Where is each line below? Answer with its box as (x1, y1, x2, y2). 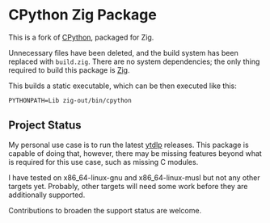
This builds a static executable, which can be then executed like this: (8, 81, 237, 90)
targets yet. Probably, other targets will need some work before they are (8, 181, 248, 191)
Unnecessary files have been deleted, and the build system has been (8, 48, 238, 57)
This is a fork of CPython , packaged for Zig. (8, 32, 154, 42)
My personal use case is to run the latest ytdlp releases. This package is (8, 140, 249, 149)
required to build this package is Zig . (8, 65, 130, 74)
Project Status (8, 119, 82, 133)
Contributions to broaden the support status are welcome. (8, 205, 202, 215)
